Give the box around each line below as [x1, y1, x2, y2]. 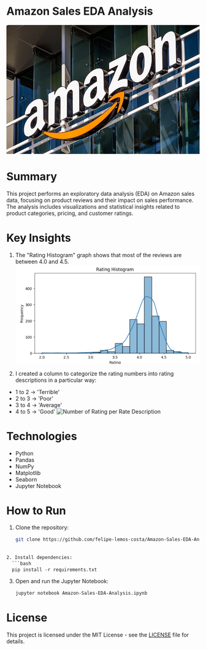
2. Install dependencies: [6, 554, 72, 561]
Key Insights [6, 231, 72, 245]
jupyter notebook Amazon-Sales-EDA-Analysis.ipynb [15, 590, 148, 597]
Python [15, 449, 34, 457]
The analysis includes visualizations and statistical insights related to [6, 203, 180, 210]
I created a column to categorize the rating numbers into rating [15, 369, 174, 377]
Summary [6, 169, 57, 184]
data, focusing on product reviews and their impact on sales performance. [6, 196, 194, 204]
